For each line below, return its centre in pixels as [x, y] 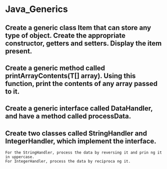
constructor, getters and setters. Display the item [83, 43]
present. [19, 51]
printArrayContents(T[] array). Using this [70, 76]
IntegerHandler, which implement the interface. [81, 141]
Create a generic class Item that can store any [78, 28]
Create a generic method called [55, 68]
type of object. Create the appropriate [65, 35]
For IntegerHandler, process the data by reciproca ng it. [68, 161]
